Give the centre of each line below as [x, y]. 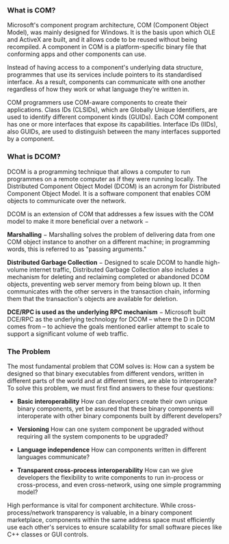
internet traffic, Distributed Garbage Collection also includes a [117, 270]
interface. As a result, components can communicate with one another [106, 82]
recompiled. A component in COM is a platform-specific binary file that [107, 47]
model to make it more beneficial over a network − [78, 221]
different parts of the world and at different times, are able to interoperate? [112, 380]
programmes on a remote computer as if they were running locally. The [107, 179]
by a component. [31, 139]
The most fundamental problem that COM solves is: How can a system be [111, 366]
